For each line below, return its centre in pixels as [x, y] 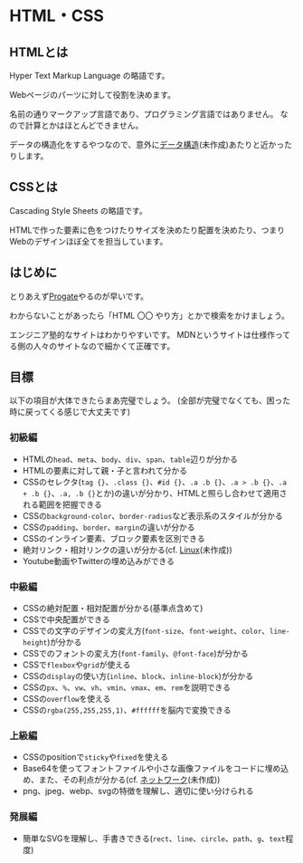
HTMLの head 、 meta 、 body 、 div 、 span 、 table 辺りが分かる [130, 459]
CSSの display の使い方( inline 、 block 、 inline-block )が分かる [137, 676]
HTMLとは [39, 52]
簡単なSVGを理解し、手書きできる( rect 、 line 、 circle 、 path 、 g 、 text [154, 838]
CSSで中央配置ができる [66, 619]
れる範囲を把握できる [62, 504]
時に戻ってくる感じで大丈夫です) [70, 412]
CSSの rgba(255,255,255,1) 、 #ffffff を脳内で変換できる [127, 710]
